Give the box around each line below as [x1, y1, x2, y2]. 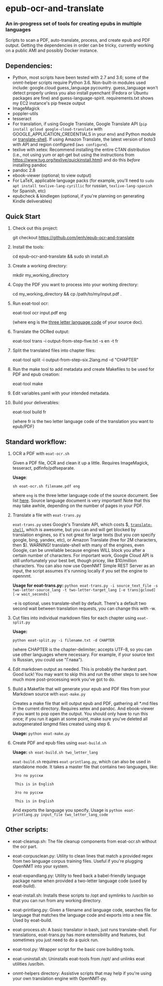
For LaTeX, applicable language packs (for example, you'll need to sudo [12, 178, 154, 183]
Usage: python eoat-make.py [12, 730, 70, 736]
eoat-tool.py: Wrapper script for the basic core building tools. [12, 946, 135, 952]
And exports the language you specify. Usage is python [12, 807, 122, 813]
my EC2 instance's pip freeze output [12, 100, 86, 106]
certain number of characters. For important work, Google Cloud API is [12, 552, 154, 558]
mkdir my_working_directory [12, 272, 69, 278]
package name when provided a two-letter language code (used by [12, 878, 147, 884]
